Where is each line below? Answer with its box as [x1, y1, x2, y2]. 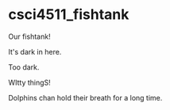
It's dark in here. [8, 47, 62, 56]
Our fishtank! [8, 32, 51, 41]
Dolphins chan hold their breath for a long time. [8, 93, 163, 102]
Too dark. [8, 62, 40, 72]
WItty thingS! [8, 78, 52, 87]
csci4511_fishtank [8, 6, 129, 24]
